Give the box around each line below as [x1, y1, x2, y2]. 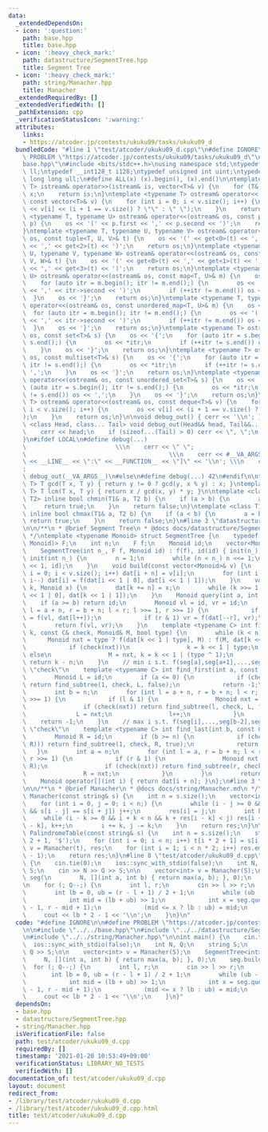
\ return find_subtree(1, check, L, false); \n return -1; [22, 680, 259, 688]
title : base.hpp [22, 42, 77, 50]
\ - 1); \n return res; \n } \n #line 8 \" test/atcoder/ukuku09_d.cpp [22, 851, 255, 859]
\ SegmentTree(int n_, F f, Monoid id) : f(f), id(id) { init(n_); [22, 547, 262, 555]
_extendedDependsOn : [15, 19, 84, 27]
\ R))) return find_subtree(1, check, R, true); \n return [22, 740, 259, 748]
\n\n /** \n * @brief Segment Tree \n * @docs [22, 524, 170, 532]
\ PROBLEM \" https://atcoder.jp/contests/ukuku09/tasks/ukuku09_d [22, 153, 248, 161]
